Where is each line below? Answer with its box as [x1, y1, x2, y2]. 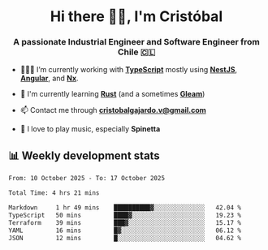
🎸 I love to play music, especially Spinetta [19, 124, 161, 134]
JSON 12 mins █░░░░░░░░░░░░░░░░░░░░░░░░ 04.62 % [8, 234, 242, 242]
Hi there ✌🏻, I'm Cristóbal [50, 7, 223, 26]
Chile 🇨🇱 [117, 46, 156, 58]
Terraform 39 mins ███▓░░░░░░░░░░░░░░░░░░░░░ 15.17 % [8, 218, 242, 226]
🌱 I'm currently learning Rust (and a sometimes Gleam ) [19, 89, 205, 99]
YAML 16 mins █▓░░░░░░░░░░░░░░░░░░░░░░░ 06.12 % [8, 226, 242, 235]
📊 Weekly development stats [8, 149, 160, 162]
